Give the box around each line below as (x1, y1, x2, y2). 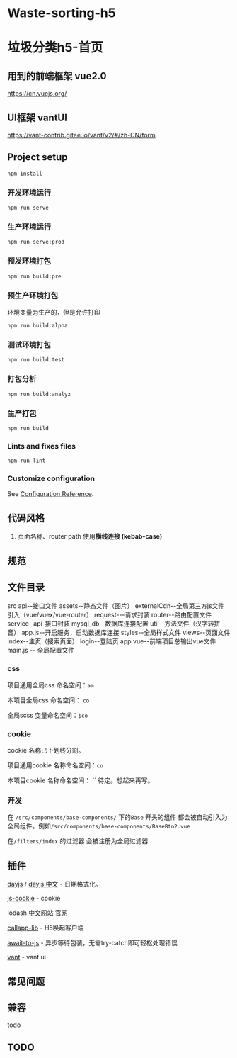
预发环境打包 (7, 257, 52, 266)
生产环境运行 (7, 222, 52, 232)
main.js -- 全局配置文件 (7, 646, 75, 654)
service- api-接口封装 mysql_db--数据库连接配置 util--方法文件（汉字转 (7, 619, 214, 628)
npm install (7, 170, 42, 177)
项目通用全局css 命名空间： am (7, 680, 94, 689)
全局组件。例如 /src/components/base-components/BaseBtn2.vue (7, 822, 190, 831)
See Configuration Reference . (7, 490, 94, 498)
